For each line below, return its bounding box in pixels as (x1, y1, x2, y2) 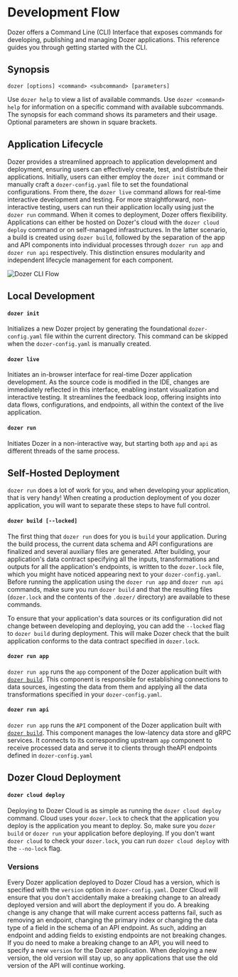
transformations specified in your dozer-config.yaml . (7, 690, 162, 699)
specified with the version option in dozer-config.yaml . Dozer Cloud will (7, 885, 218, 894)
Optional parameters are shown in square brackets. (7, 117, 158, 126)
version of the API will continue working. (7, 961, 126, 969)
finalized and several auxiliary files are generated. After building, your (7, 547, 211, 555)
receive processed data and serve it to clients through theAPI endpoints (7, 743, 217, 752)
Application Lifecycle (7, 138, 104, 150)
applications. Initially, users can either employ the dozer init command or (7, 172, 225, 181)
